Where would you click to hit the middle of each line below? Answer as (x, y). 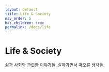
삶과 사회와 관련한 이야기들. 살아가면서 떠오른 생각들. (55, 65)
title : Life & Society (28, 14)
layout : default (21, 9)
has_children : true (25, 23)
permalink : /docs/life (28, 27)
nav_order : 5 (18, 18)
